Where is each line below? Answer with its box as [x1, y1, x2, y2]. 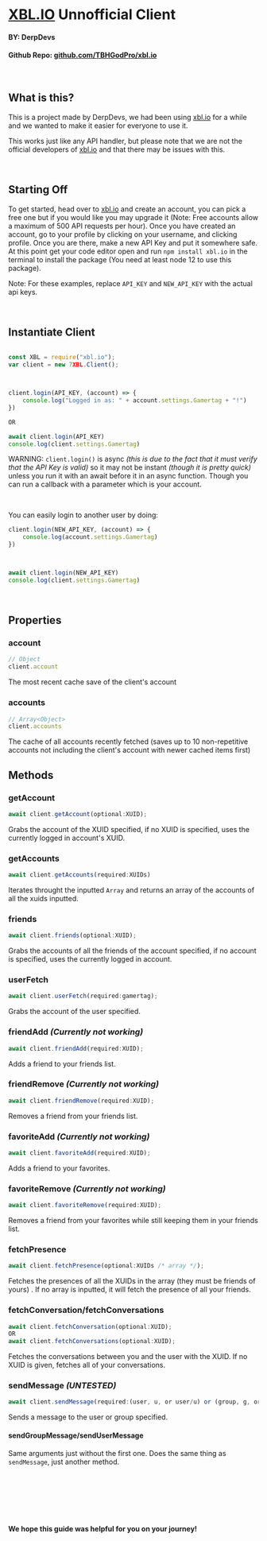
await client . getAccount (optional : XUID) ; [8, 810, 148, 818]
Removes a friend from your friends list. [8, 1111, 138, 1121]
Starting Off [8, 183, 68, 196]
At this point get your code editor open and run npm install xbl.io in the [8, 246, 248, 256]
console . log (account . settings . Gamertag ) [22, 533, 158, 541]
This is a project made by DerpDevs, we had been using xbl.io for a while [8, 112, 248, 122]
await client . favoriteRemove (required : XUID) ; [8, 1202, 161, 1210]
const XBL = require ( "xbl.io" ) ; [8, 354, 115, 362]
